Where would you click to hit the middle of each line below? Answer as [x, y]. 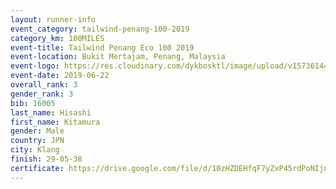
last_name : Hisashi [51, 112]
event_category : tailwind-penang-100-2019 [100, 29]
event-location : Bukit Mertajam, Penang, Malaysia [118, 57]
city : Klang [35, 150]
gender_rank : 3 [42, 94]
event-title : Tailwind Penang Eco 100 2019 [102, 47]
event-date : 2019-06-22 [60, 76]
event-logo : [35, 66]
